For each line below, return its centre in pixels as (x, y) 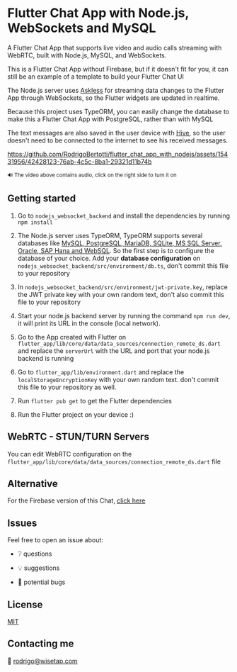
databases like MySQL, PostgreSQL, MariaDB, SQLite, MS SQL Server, (120, 243)
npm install (35, 222)
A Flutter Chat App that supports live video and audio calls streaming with (115, 47)
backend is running (46, 358)
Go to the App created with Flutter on (71, 337)
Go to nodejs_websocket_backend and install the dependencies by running (124, 215)
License (25, 604)
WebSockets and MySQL (82, 28)
